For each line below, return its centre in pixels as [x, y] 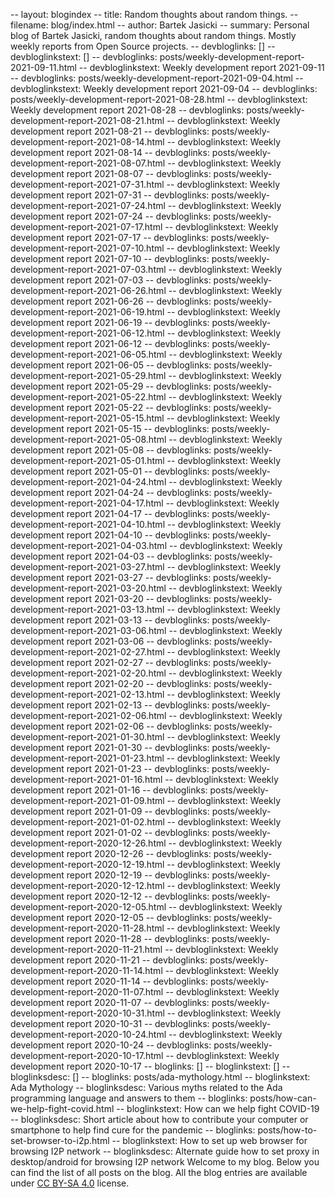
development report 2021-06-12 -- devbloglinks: [110, 343]
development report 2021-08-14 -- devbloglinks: [110, 152]
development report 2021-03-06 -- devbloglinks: [111, 641]
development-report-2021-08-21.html [87, 120]
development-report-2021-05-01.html [87, 460]
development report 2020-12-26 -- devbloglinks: [111, 853]
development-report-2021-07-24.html [88, 205]
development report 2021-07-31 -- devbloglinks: [110, 195]
